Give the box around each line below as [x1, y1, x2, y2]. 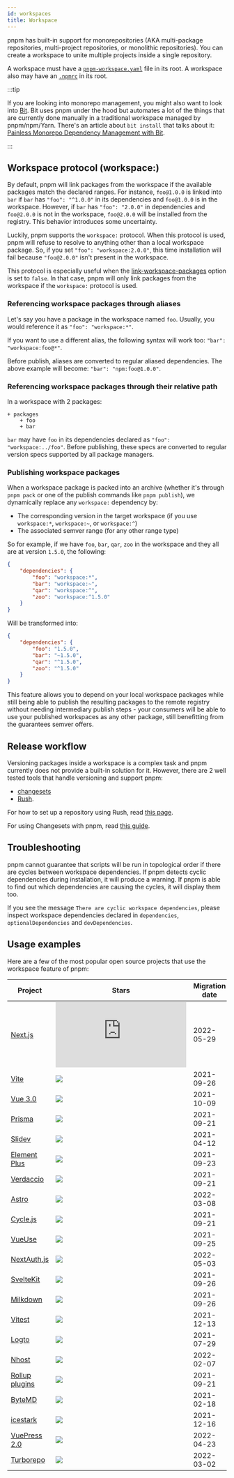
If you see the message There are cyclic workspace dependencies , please [7, 903, 221, 912]
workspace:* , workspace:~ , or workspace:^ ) [17, 519, 138, 527]
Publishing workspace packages [7, 467, 120, 477]
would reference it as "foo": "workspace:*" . [7, 322, 134, 331]
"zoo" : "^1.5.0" [32, 665, 79, 672]
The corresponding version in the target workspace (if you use [17, 512, 197, 520]
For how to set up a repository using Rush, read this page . [7, 808, 174, 817]
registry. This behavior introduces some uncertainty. [7, 218, 158, 226]
